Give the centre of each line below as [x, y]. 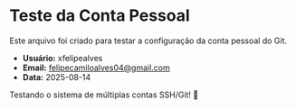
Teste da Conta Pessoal [100, 16]
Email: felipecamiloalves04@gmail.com [96, 68]
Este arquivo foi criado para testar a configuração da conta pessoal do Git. [148, 41]
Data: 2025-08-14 [57, 77]
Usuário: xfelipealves [62, 58]
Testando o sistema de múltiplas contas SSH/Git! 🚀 [104, 95]
